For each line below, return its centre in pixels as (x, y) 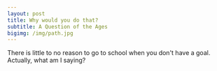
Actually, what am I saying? (47, 61)
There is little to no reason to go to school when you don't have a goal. (109, 53)
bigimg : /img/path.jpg (40, 33)
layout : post (26, 14)
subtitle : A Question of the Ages (58, 26)
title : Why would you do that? (53, 20)
